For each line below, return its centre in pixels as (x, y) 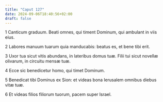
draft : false (18, 18)
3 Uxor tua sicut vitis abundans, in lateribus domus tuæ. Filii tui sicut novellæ (82, 56)
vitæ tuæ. (15, 85)
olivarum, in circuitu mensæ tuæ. (38, 61)
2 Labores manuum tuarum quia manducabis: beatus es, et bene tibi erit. (78, 47)
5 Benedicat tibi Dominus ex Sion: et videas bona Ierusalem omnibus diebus (81, 80)
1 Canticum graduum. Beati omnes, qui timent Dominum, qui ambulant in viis (81, 32)
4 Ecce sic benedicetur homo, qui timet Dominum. (55, 71)
